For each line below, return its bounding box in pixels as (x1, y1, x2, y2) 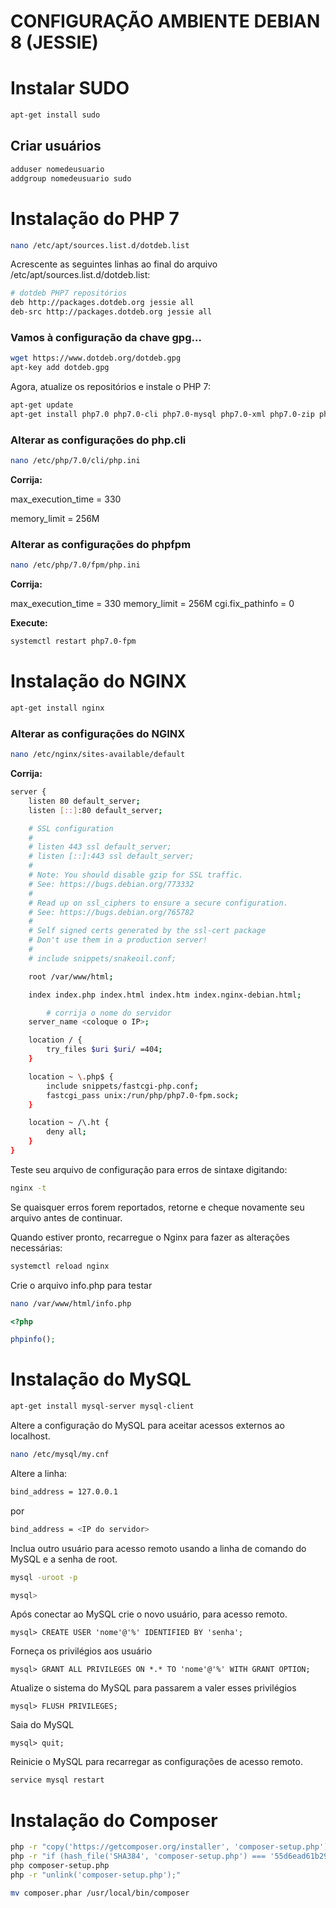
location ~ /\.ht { (28, 1118, 110, 1128)
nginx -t (10, 1183, 47, 1193)
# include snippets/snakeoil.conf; (28, 953, 177, 964)
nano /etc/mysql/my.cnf (10, 1450, 110, 1460)
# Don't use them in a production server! (28, 935, 208, 945)
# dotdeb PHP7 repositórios (10, 288, 128, 299)
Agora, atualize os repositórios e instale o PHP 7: (10, 381, 211, 393)
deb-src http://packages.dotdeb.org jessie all (10, 307, 213, 317)
